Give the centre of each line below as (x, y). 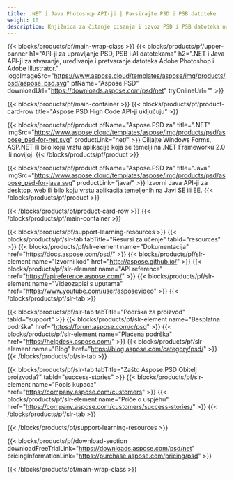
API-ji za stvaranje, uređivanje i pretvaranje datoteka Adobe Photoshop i (111, 61)
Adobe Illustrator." (33, 69)
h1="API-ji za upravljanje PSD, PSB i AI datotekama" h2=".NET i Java (127, 54)
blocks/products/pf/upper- (186, 47)
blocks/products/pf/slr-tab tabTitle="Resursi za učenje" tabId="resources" (114, 239)
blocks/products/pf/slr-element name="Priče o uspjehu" (88, 399)
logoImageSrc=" (31, 76)
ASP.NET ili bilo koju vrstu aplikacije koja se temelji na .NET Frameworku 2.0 (116, 147)
